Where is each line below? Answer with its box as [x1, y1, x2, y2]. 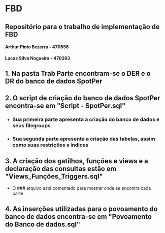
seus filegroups [12, 122, 51, 129]
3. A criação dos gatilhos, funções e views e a [5, 157, 149, 165]
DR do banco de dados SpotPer [5, 77, 102, 86]
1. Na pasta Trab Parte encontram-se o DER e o [5, 69, 151, 78]
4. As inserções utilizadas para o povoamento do [5, 204, 158, 213]
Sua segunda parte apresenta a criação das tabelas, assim [12, 136, 155, 143]
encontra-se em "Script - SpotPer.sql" [5, 101, 126, 110]
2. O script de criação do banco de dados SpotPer [5, 94, 161, 102]
